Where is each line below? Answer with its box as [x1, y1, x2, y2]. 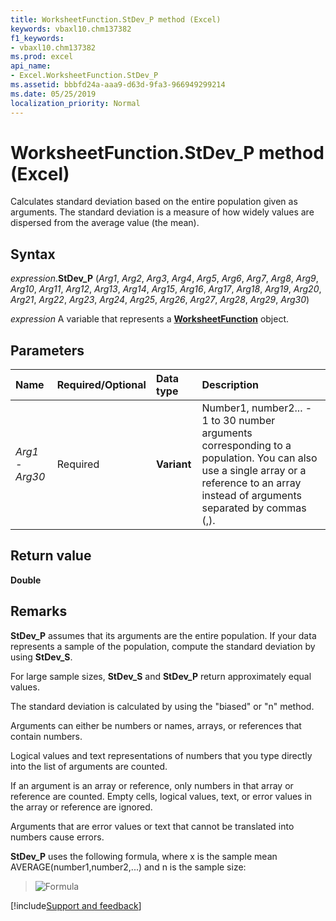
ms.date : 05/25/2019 [10, 89, 97, 99]
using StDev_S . [10, 651, 73, 663]
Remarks [10, 603, 68, 620]
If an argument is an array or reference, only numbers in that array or [10, 779, 294, 791]
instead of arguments [201, 489, 303, 503]
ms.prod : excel [10, 52, 74, 62]
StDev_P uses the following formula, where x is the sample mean [10, 850, 278, 862]
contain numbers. [10, 730, 83, 742]
